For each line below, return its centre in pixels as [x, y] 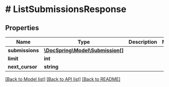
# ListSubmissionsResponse [66, 9]
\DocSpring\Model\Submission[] [84, 50]
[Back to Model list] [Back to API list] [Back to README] [63, 79]
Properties [22, 28]
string [51, 67]
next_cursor [23, 67]
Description [143, 42]
